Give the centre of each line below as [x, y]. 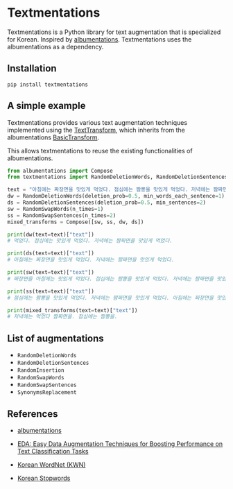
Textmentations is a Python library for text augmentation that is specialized [114, 32]
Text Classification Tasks [53, 451]
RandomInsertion [41, 370]
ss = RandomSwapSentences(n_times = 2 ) [62, 215]
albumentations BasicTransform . [53, 137]
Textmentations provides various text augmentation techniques [97, 122]
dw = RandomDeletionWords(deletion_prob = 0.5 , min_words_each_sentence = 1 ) [116, 196]
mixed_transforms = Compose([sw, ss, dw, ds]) [76, 222]
